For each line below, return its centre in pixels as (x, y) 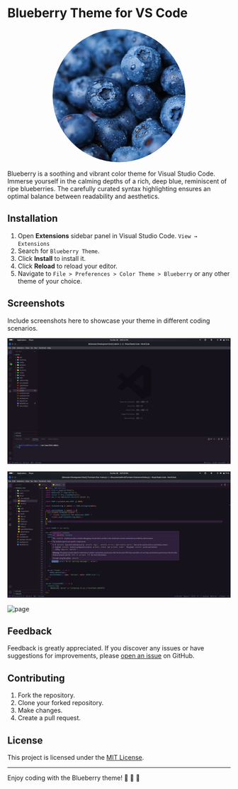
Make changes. (40, 710)
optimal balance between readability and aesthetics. (84, 196)
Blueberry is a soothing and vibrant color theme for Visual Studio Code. (112, 173)
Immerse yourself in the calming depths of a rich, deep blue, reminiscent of (117, 181)
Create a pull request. (49, 718)
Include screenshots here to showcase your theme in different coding (109, 321)
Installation (33, 219)
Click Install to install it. (52, 258)
